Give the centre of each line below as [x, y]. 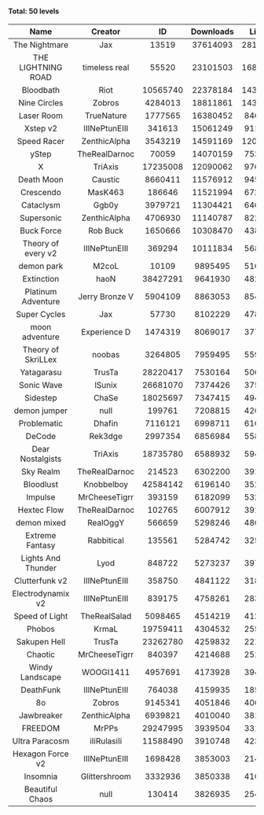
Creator [106, 31]
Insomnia [41, 776]
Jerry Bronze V [106, 297]
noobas [106, 355]
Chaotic [41, 655]
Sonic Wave [41, 385]
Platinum [41, 292]
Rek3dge [106, 437]
